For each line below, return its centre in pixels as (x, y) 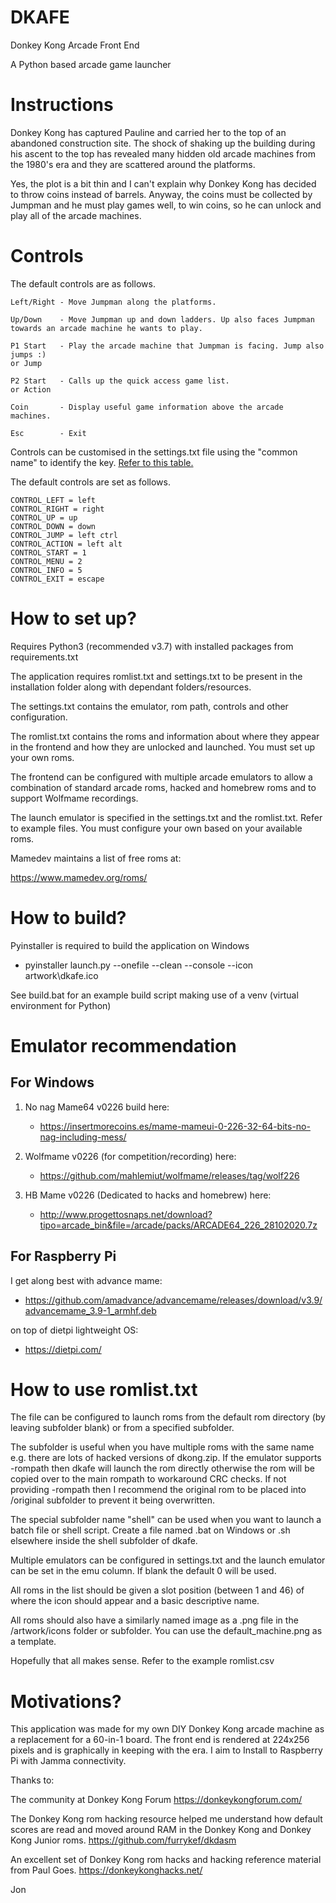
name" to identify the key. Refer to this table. (102, 462)
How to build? (68, 917)
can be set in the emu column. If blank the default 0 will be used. (143, 1571)
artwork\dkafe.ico (61, 975)
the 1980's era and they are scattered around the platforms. (133, 164)
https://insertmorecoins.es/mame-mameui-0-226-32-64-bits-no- (175, 1126)
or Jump (26, 363)
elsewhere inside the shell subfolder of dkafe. (104, 1541)
